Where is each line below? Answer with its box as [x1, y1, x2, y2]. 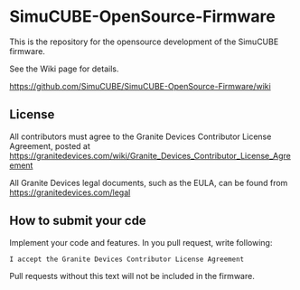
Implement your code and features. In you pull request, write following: [9, 237, 273, 248]
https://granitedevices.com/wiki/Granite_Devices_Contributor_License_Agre [9, 150, 292, 161]
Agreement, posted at [9, 140, 90, 151]
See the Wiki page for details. [9, 63, 119, 74]
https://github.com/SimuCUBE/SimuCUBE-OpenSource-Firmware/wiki [9, 80, 271, 91]
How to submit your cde [9, 213, 146, 229]
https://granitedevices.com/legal [9, 187, 131, 198]
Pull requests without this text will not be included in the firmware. [9, 270, 255, 281]
